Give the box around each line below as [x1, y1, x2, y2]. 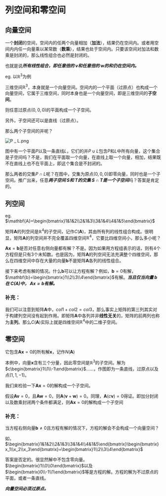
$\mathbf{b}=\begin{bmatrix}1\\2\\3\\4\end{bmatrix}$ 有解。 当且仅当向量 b [5, 274, 158, 280]
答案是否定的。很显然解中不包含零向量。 [5, 456, 87, 463]
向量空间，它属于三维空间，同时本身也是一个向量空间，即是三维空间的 [5, 90, 148, 97]
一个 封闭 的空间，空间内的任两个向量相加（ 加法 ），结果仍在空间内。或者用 [5, 40, 155, 46]
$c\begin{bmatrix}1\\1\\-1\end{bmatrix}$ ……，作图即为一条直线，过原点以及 [5, 366, 159, 372]
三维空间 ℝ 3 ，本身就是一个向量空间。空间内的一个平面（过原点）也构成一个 [5, 83, 158, 90]
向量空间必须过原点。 [5, 486, 48, 492]
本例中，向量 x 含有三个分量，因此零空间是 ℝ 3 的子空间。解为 [5, 359, 126, 365]
